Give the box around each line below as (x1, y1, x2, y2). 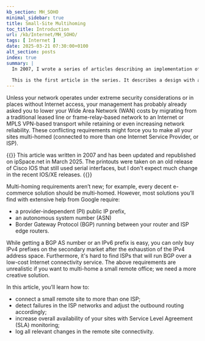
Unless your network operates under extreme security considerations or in (6, 94, 194, 102)
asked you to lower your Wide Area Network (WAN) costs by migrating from (6, 107, 197, 114)
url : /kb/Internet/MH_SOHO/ (6, 32, 78, 38)
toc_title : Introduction (6, 26, 70, 32)
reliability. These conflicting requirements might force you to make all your (6, 127, 193, 134)
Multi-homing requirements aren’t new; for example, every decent (6, 183, 172, 190)
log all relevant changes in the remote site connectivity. (15, 328, 154, 335)
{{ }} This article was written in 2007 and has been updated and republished (6, 151, 196, 159)
